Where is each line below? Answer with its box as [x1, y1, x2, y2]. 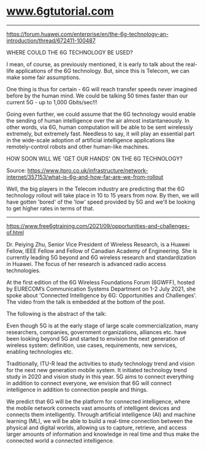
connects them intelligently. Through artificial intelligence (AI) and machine [6, 411, 196, 418]
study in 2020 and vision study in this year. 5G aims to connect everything [6, 373, 194, 380]
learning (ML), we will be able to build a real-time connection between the [6, 417, 193, 424]
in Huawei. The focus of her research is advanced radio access [6, 260, 167, 267]
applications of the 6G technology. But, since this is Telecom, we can [15, 67, 190, 74]
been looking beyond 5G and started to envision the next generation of [6, 335, 185, 342]
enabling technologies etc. [6, 348, 74, 355]
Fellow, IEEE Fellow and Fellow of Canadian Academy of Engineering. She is [6, 247, 197, 254]
